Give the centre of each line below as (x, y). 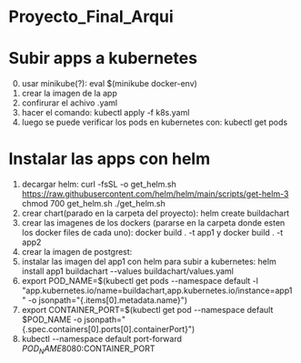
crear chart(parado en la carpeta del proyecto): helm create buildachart (156, 213)
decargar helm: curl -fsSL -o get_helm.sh (99, 185)
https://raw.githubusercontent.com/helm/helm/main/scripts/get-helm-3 (155, 194)
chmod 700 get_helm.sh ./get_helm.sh (93, 204)
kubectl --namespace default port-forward (102, 339)
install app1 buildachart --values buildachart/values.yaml (127, 271)
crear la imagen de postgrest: (77, 252)
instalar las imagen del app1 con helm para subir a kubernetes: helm (149, 262)
